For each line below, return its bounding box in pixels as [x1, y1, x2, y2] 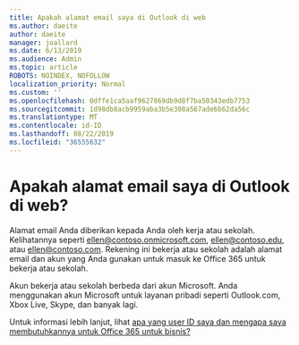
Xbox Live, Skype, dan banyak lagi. [9, 299, 139, 309]
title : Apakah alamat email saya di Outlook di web [9, 13, 206, 22]
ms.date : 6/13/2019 [9, 46, 82, 55]
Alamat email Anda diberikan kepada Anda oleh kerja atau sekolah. [9, 224, 255, 235]
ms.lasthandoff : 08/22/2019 [9, 130, 115, 139]
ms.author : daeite [9, 21, 78, 30]
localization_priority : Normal [9, 80, 126, 88]
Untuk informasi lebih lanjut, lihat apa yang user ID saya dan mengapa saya [9, 316, 286, 327]
